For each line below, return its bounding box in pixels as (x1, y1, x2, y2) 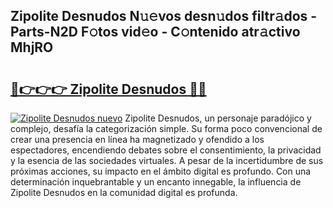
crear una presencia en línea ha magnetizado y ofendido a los (10, 134, 265, 145)
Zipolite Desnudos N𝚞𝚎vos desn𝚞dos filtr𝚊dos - (10, 8, 318, 25)
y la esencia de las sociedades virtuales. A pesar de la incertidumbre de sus (10, 155, 324, 166)
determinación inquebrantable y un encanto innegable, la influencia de (10, 176, 302, 188)
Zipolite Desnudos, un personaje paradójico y (124, 112, 312, 124)
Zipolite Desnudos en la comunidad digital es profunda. (10, 187, 238, 198)
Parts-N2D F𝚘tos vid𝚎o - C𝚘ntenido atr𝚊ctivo (10, 24, 301, 41)
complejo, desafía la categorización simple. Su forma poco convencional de (10, 123, 323, 134)
